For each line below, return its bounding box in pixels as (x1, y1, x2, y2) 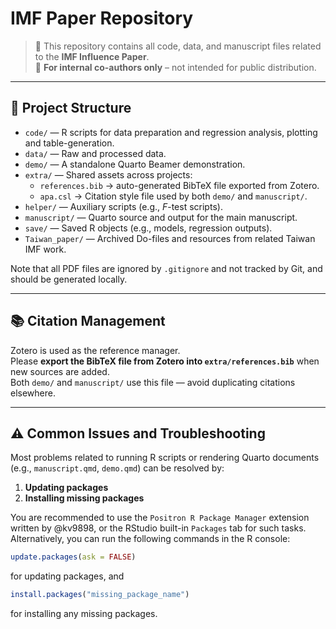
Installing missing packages (24, 492, 145, 504)
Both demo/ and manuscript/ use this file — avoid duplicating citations (10, 376, 296, 388)
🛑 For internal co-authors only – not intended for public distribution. (34, 61, 317, 73)
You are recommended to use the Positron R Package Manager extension (10, 512, 310, 524)
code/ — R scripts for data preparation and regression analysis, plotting (24, 126, 318, 138)
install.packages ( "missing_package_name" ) (10, 590, 190, 600)
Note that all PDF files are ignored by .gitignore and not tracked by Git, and (10, 262, 323, 274)
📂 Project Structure (10, 100, 132, 117)
